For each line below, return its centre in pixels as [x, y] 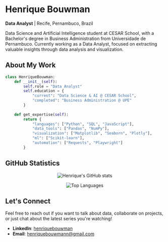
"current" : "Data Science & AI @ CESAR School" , [84, 96]
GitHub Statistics [33, 163]
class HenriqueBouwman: [30, 77]
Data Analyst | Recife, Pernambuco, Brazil [49, 23]
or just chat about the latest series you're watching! [59, 219]
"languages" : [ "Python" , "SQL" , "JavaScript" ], [83, 124]
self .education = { [44, 91]
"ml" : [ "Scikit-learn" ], [58, 138]
